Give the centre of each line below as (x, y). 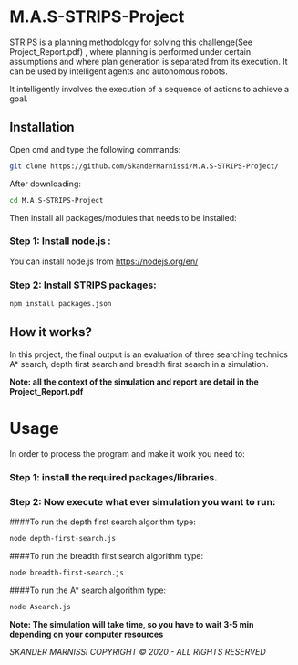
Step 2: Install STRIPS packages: (83, 285)
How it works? (51, 332)
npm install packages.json (61, 304)
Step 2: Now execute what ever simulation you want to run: (143, 501)
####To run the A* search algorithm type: (88, 590)
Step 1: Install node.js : (60, 241)
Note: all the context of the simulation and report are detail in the (134, 382)
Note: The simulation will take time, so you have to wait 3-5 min (132, 624)
